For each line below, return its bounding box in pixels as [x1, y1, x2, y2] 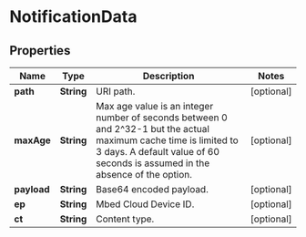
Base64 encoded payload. [95, 183, 209, 195]
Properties [9, 43, 71, 58]
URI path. [95, 85, 136, 98]
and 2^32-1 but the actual [95, 123, 209, 135]
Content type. [95, 212, 155, 225]
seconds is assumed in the [95, 157, 210, 170]
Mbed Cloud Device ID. [95, 198, 195, 211]
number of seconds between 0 [95, 111, 228, 124]
